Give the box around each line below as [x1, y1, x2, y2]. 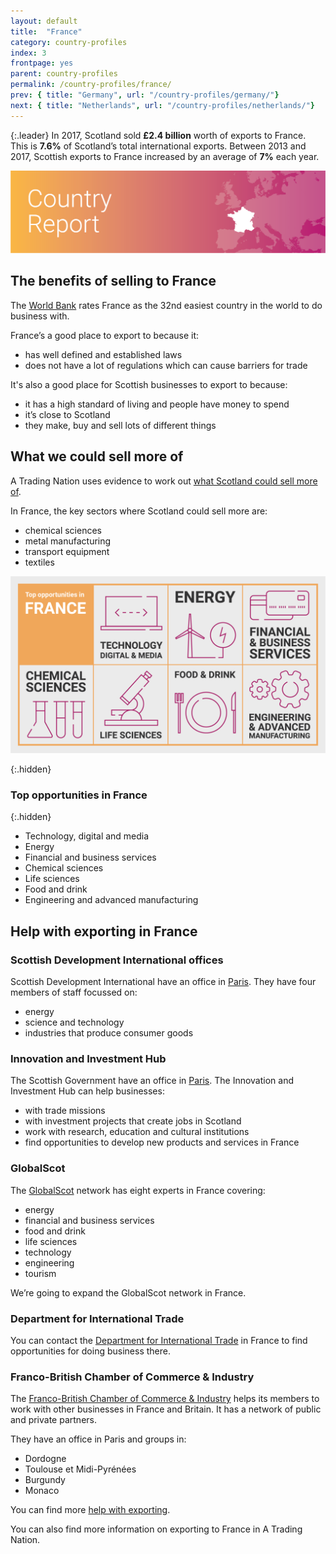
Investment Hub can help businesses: [10, 1085, 165, 1097]
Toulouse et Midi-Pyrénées [24, 1463, 137, 1475]
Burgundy [24, 1474, 66, 1486]
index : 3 [10, 48, 47, 58]
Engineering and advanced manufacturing [24, 894, 199, 906]
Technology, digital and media [24, 830, 150, 842]
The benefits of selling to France [10, 273, 217, 290]
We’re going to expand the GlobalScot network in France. [10, 1286, 247, 1299]
